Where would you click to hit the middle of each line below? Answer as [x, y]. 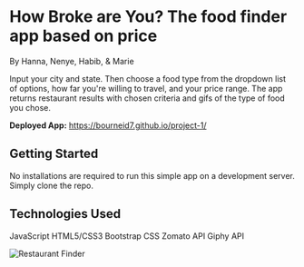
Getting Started [54, 154]
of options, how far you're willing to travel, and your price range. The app [146, 88]
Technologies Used [65, 214]
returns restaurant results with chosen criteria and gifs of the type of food [147, 98]
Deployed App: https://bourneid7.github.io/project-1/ [108, 125]
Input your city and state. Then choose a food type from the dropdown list [148, 78]
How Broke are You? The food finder [148, 17]
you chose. [30, 107]
